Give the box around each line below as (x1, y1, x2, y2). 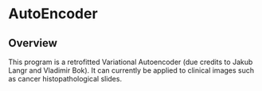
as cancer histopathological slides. (8, 74, 122, 83)
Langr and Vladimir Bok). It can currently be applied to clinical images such (8, 66, 255, 75)
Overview (8, 36, 58, 50)
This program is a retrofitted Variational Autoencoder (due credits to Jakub (8, 57, 253, 66)
